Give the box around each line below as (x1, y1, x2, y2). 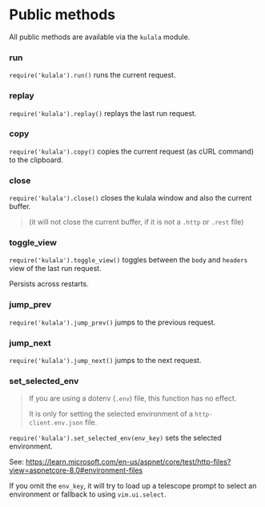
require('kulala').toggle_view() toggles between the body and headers (9, 255, 248, 265)
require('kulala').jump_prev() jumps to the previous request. (9, 317, 216, 327)
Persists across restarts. (9, 279, 89, 289)
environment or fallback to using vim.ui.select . (9, 489, 167, 499)
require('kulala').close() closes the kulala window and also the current (9, 194, 252, 203)
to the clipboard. (9, 154, 63, 165)
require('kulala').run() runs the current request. (9, 70, 176, 80)
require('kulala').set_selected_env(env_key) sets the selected (9, 433, 223, 443)
